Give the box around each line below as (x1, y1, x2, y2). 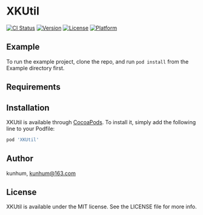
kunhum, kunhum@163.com (6, 170, 76, 177)
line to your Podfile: (6, 125, 55, 132)
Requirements (6, 82, 61, 92)
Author (6, 153, 33, 164)
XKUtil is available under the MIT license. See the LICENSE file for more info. (6, 203, 197, 210)
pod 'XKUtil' (6, 136, 39, 143)
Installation (6, 102, 50, 113)
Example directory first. (6, 64, 65, 71)
